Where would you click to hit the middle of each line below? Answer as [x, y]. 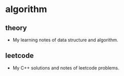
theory [16, 28]
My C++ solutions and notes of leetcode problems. [66, 68]
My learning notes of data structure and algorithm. [65, 40]
